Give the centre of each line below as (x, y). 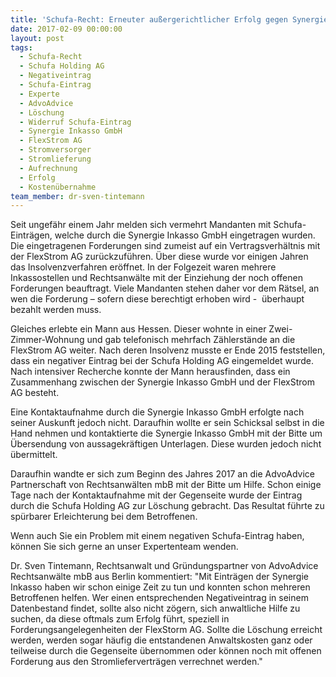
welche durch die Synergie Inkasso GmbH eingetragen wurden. (185, 235)
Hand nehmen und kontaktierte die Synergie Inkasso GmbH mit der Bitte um (166, 433)
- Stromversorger (55, 150)
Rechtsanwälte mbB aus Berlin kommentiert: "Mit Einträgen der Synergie (159, 577)
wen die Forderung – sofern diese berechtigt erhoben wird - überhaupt (157, 299)
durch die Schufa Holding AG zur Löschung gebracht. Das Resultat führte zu (167, 506)
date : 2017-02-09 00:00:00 (66, 29)
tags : (21, 47)
